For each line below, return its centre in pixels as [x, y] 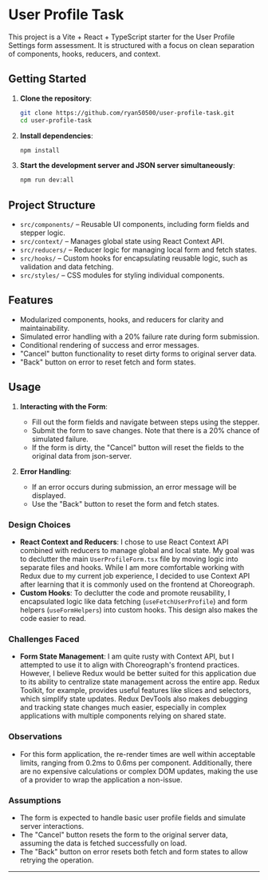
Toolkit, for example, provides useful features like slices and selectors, [135, 691]
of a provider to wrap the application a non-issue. [101, 779]
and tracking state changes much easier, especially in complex [123, 707]
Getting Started [47, 79]
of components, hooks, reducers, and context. [85, 54]
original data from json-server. [82, 456]
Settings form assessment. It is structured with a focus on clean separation [132, 45]
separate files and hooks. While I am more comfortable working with [132, 567]
